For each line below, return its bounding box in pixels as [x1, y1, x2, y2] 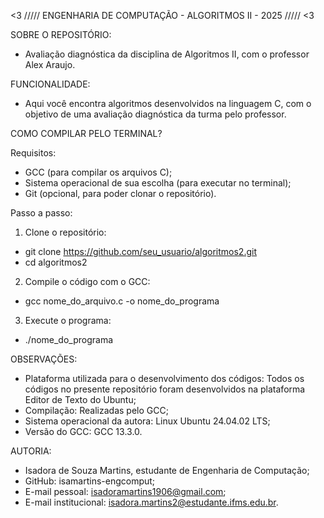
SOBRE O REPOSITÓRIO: [10, 29, 112, 40]
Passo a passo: [10, 207, 73, 219]
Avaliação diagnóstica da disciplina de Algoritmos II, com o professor [24, 48, 310, 60]
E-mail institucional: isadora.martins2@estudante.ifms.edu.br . [24, 496, 279, 508]
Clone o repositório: [24, 226, 107, 238]
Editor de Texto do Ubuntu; [24, 394, 137, 405]
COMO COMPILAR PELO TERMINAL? [10, 128, 163, 139]
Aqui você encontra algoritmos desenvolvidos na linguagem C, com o [24, 98, 312, 109]
